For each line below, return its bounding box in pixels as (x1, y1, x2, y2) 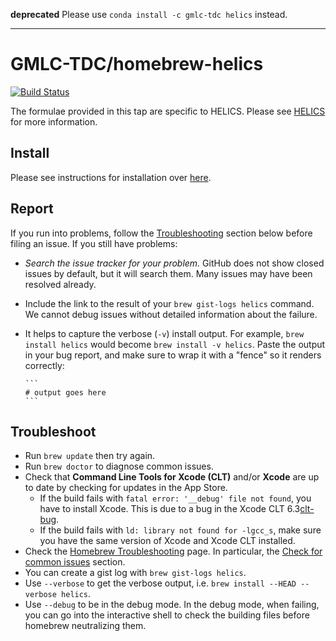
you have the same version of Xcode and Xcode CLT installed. (39, 535, 296, 547)
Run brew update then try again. (24, 450, 156, 462)
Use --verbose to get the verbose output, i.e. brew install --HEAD (24, 577, 297, 589)
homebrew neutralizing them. (24, 620, 147, 632)
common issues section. (24, 556, 126, 568)
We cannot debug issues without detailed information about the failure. (24, 308, 318, 320)
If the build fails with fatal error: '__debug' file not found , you (39, 492, 312, 504)
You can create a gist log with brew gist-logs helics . (24, 567, 247, 579)
